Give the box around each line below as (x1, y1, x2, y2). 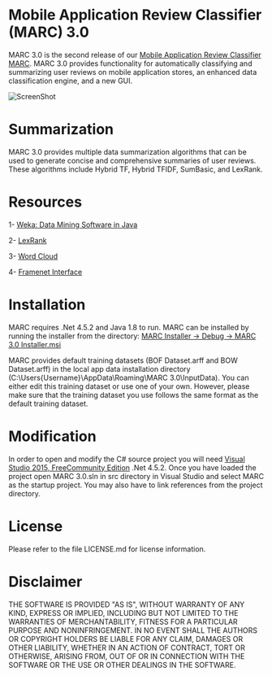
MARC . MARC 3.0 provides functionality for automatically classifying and (8, 59, 253, 68)
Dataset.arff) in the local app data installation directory (8, 364, 191, 373)
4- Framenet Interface (8, 267, 83, 277)
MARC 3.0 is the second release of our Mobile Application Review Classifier (8, 50, 261, 59)
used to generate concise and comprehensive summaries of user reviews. (8, 155, 257, 165)
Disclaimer (8, 572, 83, 591)
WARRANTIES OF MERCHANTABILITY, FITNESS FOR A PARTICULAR (8, 617, 238, 626)
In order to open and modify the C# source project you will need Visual (8, 454, 245, 464)
